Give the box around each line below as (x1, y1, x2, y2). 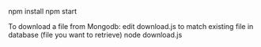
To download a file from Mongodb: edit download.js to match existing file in (8, 22, 254, 31)
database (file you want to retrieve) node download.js (8, 31, 183, 39)
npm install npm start (8, 7, 78, 16)
